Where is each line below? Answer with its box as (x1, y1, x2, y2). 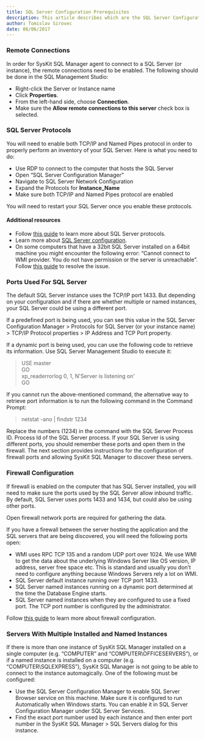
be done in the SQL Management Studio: (6, 73, 109, 80)
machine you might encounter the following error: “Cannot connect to (15, 250, 190, 257)
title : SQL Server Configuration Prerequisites (6, 9, 130, 15)
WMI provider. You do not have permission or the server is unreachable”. (15, 256, 198, 263)
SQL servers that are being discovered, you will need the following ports (6, 532, 188, 539)
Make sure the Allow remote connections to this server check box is (15, 104, 190, 112)
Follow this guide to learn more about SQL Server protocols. (15, 230, 166, 238)
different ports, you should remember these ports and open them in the (6, 440, 185, 448)
